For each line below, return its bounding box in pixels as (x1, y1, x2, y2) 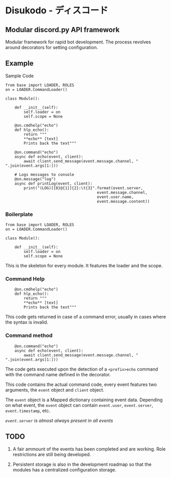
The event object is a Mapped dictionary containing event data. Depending (5, 397, 163, 403)
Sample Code (5, 73, 34, 79)
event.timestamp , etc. (5, 407, 50, 414)
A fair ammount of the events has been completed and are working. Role (12, 446, 166, 452)
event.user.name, (97, 194, 134, 199)
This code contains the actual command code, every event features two (5, 381, 157, 388)
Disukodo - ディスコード (5, 5, 109, 16)
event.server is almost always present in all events (5, 417, 114, 423)
